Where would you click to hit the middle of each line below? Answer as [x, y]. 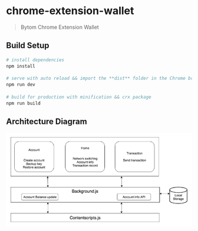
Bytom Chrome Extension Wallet [60, 27]
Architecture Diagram [47, 122]
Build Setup [28, 46]
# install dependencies [35, 60]
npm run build [24, 103]
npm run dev [21, 85]
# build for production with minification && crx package [79, 97]
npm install [21, 66]
